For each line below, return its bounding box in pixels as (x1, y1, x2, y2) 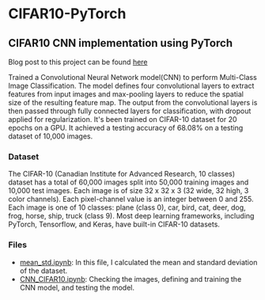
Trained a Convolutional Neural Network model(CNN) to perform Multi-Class (8, 73, 257, 82)
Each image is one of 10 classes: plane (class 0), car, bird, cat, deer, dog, (8, 203, 247, 212)
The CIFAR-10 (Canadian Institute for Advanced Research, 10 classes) (8, 169, 236, 179)
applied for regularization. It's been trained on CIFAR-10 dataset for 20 (8, 115, 237, 123)
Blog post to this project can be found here (8, 57, 148, 66)
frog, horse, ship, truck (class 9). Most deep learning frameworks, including (8, 211, 255, 221)
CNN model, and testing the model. (19, 283, 134, 292)
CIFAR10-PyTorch (8, 5, 127, 23)
